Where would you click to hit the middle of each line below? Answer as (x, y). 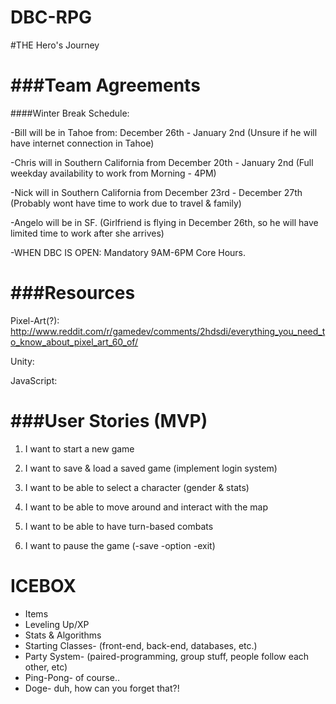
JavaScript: (34, 380)
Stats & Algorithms (63, 635)
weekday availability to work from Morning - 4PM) (113, 173)
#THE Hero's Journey (55, 45)
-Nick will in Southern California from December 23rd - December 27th (156, 192)
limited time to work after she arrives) (87, 233)
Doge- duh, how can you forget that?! (102, 688)
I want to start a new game (79, 448)
